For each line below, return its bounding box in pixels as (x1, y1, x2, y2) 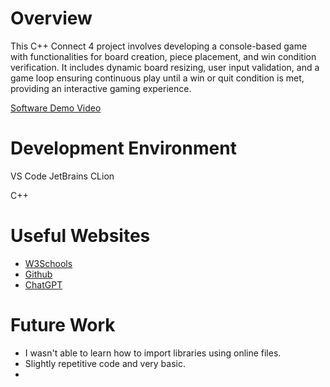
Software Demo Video (10, 102, 102, 114)
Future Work (10, 314, 116, 336)
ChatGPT (24, 278, 63, 291)
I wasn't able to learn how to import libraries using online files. (24, 347, 282, 359)
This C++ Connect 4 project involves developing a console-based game (10, 40, 308, 52)
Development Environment (10, 137, 237, 160)
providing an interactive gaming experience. (10, 82, 192, 94)
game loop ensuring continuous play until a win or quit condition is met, (10, 72, 305, 84)
